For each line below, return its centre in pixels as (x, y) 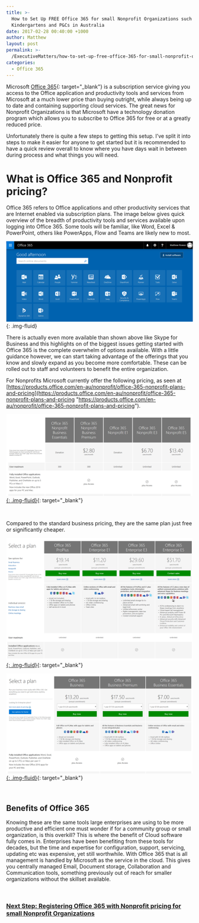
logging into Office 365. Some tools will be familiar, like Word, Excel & (91, 227)
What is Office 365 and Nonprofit (89, 179)
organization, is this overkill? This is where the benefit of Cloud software (94, 835)
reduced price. (24, 124)
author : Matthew (26, 38)
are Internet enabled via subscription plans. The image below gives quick (95, 214)
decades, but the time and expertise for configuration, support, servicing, (96, 848)
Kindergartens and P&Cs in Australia (58, 25)
